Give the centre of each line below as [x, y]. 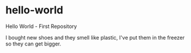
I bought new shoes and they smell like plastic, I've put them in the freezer [95, 37]
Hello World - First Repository [41, 26]
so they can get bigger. [33, 44]
